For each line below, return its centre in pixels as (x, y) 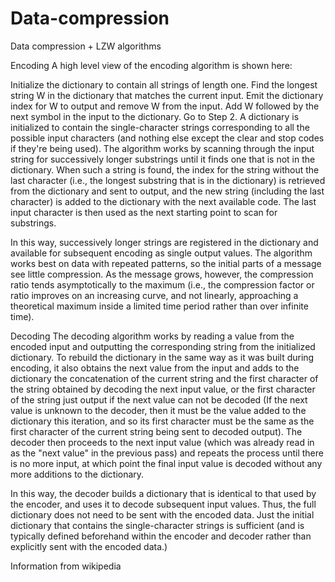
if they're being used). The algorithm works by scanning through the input (162, 148)
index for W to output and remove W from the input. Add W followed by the (165, 106)
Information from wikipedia (66, 566)
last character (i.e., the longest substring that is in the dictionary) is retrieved (168, 180)
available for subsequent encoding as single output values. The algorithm (161, 253)
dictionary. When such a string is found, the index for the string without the (165, 169)
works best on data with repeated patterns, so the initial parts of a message (166, 263)
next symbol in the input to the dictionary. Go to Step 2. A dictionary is (155, 116)
